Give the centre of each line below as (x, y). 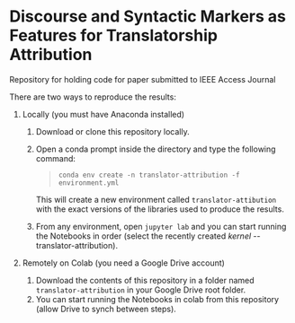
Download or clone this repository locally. (113, 131)
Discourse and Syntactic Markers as (147, 17)
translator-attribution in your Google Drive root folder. (141, 290)
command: (56, 158)
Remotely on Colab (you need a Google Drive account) (123, 263)
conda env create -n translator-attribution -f (149, 175)
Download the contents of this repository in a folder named (145, 280)
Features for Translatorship (114, 35)
